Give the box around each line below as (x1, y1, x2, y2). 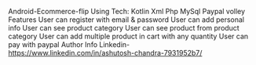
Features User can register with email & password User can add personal (8, 15, 245, 24)
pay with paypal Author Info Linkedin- (8, 40, 130, 49)
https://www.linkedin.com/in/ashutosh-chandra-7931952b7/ (8, 49, 203, 57)
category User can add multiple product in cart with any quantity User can (8, 31, 249, 41)
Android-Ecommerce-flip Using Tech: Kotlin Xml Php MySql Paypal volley (8, 7, 246, 16)
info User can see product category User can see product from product (8, 23, 240, 32)
